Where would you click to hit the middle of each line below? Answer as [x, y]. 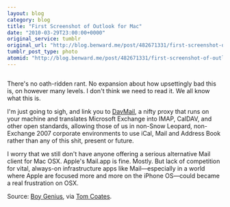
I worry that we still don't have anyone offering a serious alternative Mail [109, 154]
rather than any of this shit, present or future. [71, 141]
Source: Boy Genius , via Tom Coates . [60, 196]
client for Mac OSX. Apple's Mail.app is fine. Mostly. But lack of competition [114, 161]
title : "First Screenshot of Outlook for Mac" [75, 26]
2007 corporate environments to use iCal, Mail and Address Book [129, 133]
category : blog [29, 20]
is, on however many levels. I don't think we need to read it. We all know [108, 90]
